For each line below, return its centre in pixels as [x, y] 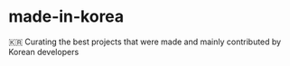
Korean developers [44, 52]
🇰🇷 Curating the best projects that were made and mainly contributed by [145, 42]
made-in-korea [66, 17]
